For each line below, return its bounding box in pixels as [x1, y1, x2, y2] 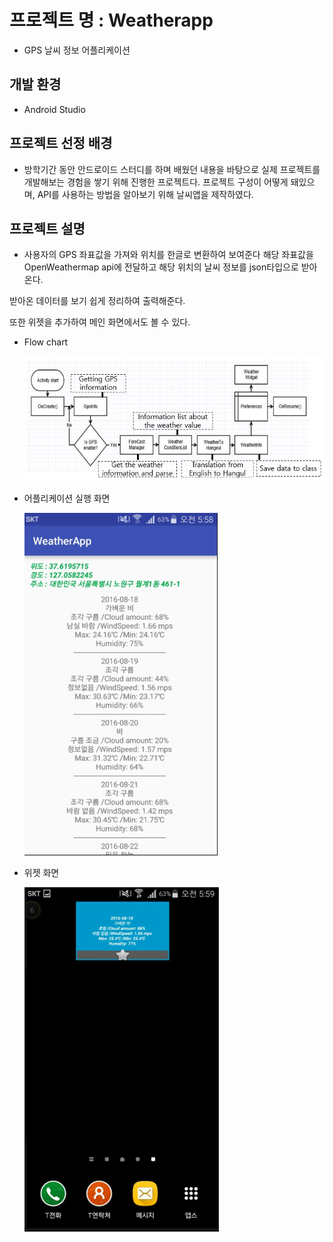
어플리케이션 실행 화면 [23, 492, 111, 504]
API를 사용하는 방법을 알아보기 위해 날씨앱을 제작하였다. [37, 188, 254, 200]
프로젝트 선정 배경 [9, 135, 113, 152]
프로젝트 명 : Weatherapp [9, 9, 214, 32]
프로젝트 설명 [9, 220, 86, 237]
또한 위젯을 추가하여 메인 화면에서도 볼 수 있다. [9, 316, 191, 328]
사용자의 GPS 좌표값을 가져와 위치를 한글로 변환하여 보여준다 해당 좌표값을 [23, 249, 314, 261]
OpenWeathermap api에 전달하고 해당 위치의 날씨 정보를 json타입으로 [23, 261, 299, 273]
